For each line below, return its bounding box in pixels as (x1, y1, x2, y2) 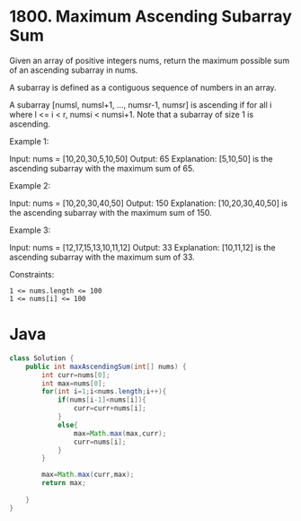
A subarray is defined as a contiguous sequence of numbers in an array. (9, 82, 277, 93)
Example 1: (9, 136, 49, 146)
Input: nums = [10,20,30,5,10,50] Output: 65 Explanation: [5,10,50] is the (9, 153, 273, 163)
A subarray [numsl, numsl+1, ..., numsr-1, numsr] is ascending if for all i (9, 99, 272, 110)
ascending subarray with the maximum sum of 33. (9, 252, 195, 262)
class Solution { (9, 353, 75, 363)
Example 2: (9, 180, 51, 190)
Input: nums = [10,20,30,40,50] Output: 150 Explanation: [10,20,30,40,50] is (9, 198, 288, 208)
